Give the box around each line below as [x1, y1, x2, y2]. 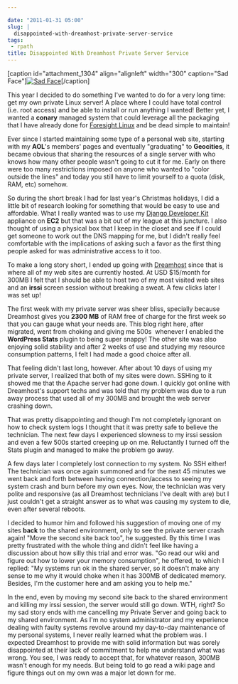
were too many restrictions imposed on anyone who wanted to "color [7, 165, 210, 173]
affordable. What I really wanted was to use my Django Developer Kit [7, 209, 209, 217]
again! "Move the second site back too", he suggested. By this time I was [7, 534, 221, 542]
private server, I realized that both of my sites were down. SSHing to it [7, 372, 212, 379]
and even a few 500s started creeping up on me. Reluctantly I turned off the [7, 438, 229, 446]
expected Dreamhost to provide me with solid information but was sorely [7, 638, 220, 646]
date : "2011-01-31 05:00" [7, 16, 84, 23]
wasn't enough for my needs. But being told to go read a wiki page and [7, 661, 215, 669]
